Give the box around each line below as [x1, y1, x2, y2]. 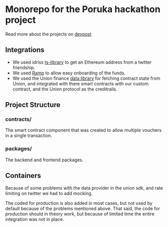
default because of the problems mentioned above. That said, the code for [5, 205, 160, 211]
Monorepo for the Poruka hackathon [5, 4, 160, 15]
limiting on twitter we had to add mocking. [5, 190, 93, 196]
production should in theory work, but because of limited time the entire [5, 211, 155, 217]
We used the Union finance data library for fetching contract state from [12, 75, 160, 81]
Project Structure [5, 101, 61, 109]
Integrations [5, 46, 44, 54]
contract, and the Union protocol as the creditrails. [12, 86, 118, 92]
